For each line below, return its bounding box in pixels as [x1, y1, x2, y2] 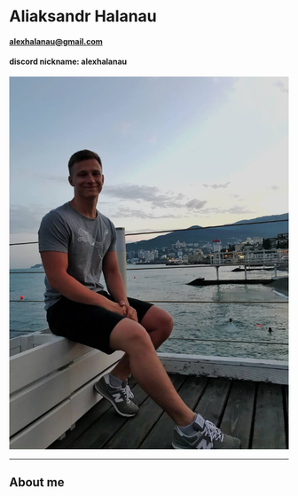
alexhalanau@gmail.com [9, 35, 104, 46]
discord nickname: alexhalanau [9, 56, 128, 67]
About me [9, 475, 65, 490]
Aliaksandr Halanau [9, 6, 157, 27]
